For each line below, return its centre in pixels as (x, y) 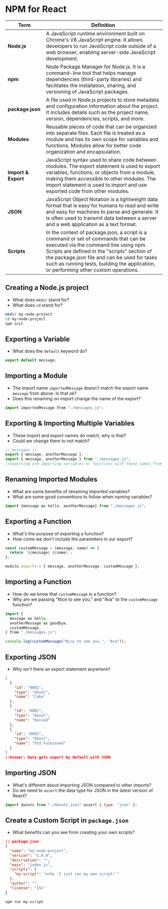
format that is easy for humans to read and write (102, 205)
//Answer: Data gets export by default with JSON (58, 757)
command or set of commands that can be (96, 239)
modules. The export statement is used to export (103, 166)
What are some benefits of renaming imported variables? (71, 491)
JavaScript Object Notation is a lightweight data (102, 199)
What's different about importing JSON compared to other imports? (82, 785)
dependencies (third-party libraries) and (93, 79)
